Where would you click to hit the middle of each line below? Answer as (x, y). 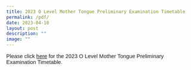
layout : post (22, 28)
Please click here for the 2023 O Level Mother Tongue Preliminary (85, 56)
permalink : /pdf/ (28, 17)
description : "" (26, 34)
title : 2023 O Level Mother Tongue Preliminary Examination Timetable (96, 12)
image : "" (19, 39)
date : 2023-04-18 (28, 23)
